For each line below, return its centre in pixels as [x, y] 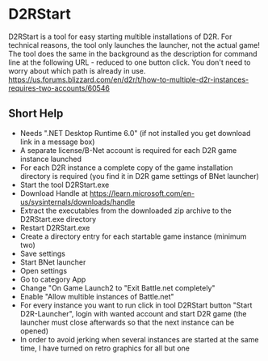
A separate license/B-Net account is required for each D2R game [128, 150]
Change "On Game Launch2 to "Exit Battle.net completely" [117, 287]
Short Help [36, 114]
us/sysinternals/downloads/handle [77, 202]
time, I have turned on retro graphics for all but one [105, 348]
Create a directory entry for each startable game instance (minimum [133, 236]
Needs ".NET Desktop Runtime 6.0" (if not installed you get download [135, 133]
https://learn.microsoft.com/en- [142, 193]
